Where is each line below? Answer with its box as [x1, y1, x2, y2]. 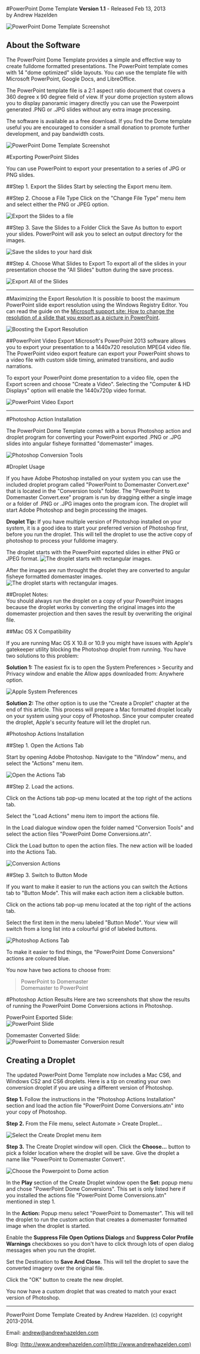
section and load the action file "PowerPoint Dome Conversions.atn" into [6, 1102, 185, 1109]
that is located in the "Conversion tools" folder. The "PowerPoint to [6, 487, 170, 494]
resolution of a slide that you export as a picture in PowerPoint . [6, 314, 161, 321]
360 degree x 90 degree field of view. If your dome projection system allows [6, 93, 193, 100]
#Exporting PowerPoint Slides [6, 153, 79, 160]
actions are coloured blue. [6, 955, 70, 962]
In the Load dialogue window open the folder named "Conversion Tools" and [6, 824, 194, 831]
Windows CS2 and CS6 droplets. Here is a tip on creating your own [6, 1077, 171, 1084]
